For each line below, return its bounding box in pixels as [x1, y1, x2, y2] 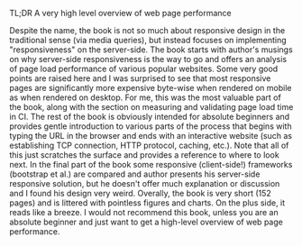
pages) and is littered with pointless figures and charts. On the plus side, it [9, 197, 286, 208]
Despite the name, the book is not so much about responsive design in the [9, 25, 286, 35]
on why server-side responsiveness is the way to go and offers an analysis [9, 54, 287, 64]
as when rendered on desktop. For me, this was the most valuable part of [9, 92, 281, 103]
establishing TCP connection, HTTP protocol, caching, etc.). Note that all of [9, 140, 289, 150]
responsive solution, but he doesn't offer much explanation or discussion [9, 178, 280, 188]
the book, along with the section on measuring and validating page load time [9, 102, 294, 112]
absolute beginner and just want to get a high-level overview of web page [9, 216, 284, 227]
